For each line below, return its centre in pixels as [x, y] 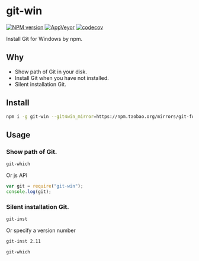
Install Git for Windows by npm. [44, 38]
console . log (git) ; [29, 191]
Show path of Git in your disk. [51, 72]
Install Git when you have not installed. [62, 78]
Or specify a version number [41, 230]
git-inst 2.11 [24, 241]
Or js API [17, 175]
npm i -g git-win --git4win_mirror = [51, 117]
